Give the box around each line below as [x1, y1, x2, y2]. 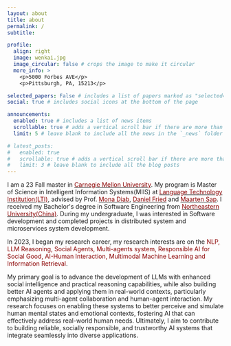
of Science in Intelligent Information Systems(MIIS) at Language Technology [7, 188, 223, 196]
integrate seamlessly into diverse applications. [7, 331, 139, 340]
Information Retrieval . [7, 259, 68, 268]
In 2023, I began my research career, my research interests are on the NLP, [7, 238, 220, 246]
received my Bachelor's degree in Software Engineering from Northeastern [7, 203, 220, 211]
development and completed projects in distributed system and [7, 217, 187, 225]
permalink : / [7, 23, 45, 30]
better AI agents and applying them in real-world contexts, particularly [7, 288, 206, 296]
